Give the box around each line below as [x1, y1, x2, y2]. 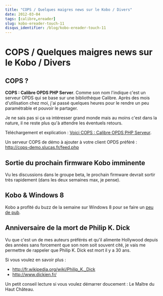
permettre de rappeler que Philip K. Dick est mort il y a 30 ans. [5, 247, 131, 253]
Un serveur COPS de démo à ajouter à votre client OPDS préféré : [5, 139, 138, 145]
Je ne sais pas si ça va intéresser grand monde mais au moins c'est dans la [5, 115, 158, 121]
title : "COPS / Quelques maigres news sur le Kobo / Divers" [5, 7, 133, 12]
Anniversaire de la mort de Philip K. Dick [5, 224, 130, 232]
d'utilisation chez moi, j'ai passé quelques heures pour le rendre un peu [5, 100, 149, 106]
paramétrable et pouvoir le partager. [5, 105, 78, 111]
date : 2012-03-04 [5, 12, 41, 17]
